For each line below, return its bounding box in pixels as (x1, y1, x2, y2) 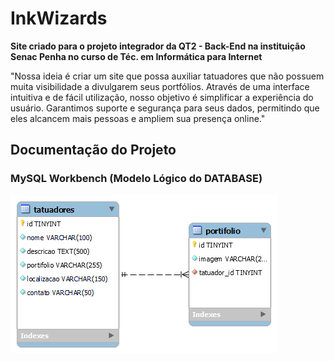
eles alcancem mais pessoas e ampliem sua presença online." (10, 112, 266, 124)
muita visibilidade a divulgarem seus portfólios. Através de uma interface (10, 80, 310, 92)
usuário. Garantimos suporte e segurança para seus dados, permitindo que (10, 102, 320, 114)
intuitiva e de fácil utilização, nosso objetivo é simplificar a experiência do (10, 91, 314, 103)
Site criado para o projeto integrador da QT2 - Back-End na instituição (10, 40, 306, 52)
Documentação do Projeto (10, 142, 177, 159)
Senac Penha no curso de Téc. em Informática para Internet (10, 50, 263, 62)
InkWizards (10, 7, 108, 30)
